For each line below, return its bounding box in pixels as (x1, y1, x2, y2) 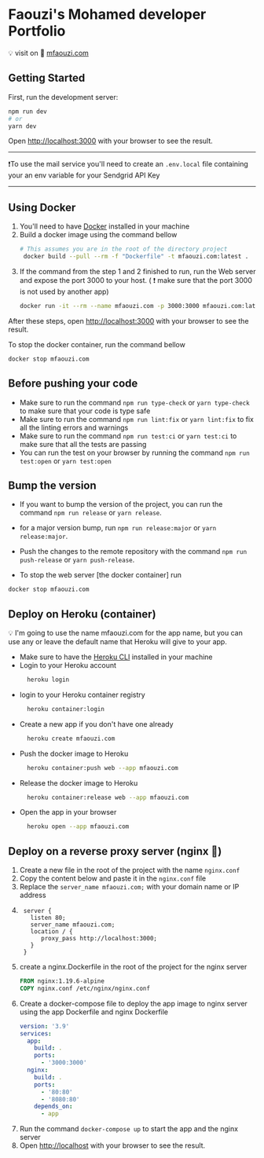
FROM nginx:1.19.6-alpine (19, 977, 104, 985)
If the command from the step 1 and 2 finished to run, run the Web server (19, 266, 256, 276)
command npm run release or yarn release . (19, 508, 163, 518)
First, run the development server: (8, 92, 119, 101)
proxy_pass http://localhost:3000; (40, 935, 157, 943)
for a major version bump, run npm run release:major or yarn (19, 523, 217, 533)
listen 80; (30, 914, 66, 922)
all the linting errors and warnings (19, 423, 129, 432)
